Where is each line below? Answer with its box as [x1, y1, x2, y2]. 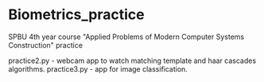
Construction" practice [8, 40, 83, 49]
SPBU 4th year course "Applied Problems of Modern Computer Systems [8, 32, 245, 41]
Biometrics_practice [8, 6, 145, 24]
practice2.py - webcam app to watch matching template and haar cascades [8, 56, 257, 65]
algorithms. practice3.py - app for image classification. [8, 64, 188, 73]
